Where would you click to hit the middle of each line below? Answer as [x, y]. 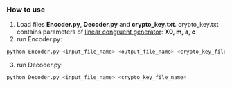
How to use [26, 10]
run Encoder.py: [39, 39]
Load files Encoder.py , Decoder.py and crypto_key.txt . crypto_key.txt [117, 25]
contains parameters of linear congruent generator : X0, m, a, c [106, 32]
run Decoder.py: [39, 65]
